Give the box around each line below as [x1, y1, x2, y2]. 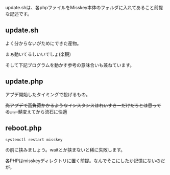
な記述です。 [5, 11, 32, 17]
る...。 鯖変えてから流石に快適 [5, 108, 67, 115]
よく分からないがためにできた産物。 [5, 40, 82, 46]
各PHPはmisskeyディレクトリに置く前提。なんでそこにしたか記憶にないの [5, 158, 161, 164]
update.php [5, 77, 43, 86]
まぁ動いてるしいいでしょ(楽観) [5, 51, 71, 57]
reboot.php [5, 124, 42, 133]
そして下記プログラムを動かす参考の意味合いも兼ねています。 [5, 62, 134, 68]
